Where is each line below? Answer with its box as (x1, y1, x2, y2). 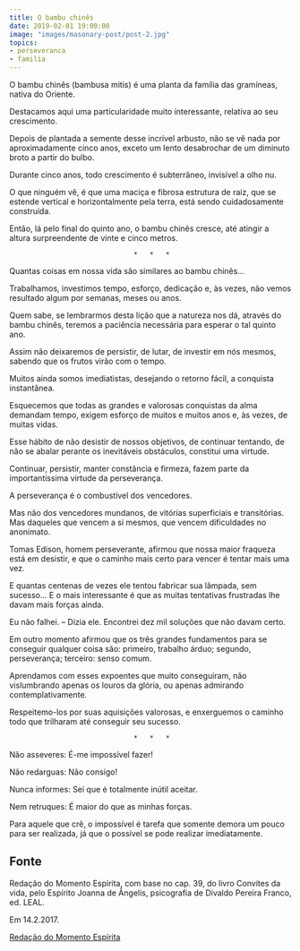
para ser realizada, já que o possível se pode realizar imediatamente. (9, 828, 263, 838)
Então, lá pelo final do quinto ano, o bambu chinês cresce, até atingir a (9, 223, 270, 234)
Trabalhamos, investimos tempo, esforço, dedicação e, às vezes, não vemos (9, 283, 292, 294)
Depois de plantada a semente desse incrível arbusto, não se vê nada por (9, 133, 281, 143)
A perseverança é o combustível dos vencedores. (9, 490, 193, 501)
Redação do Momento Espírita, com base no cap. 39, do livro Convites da (9, 878, 281, 888)
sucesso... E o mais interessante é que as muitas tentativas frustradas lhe (9, 590, 280, 600)
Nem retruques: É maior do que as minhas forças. (9, 801, 193, 811)
